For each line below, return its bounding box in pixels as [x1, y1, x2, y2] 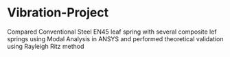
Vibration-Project [7, 5, 108, 21]
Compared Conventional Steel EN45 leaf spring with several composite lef [7, 27, 218, 36]
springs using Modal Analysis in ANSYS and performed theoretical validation [7, 34, 224, 43]
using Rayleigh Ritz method [7, 42, 84, 50]
